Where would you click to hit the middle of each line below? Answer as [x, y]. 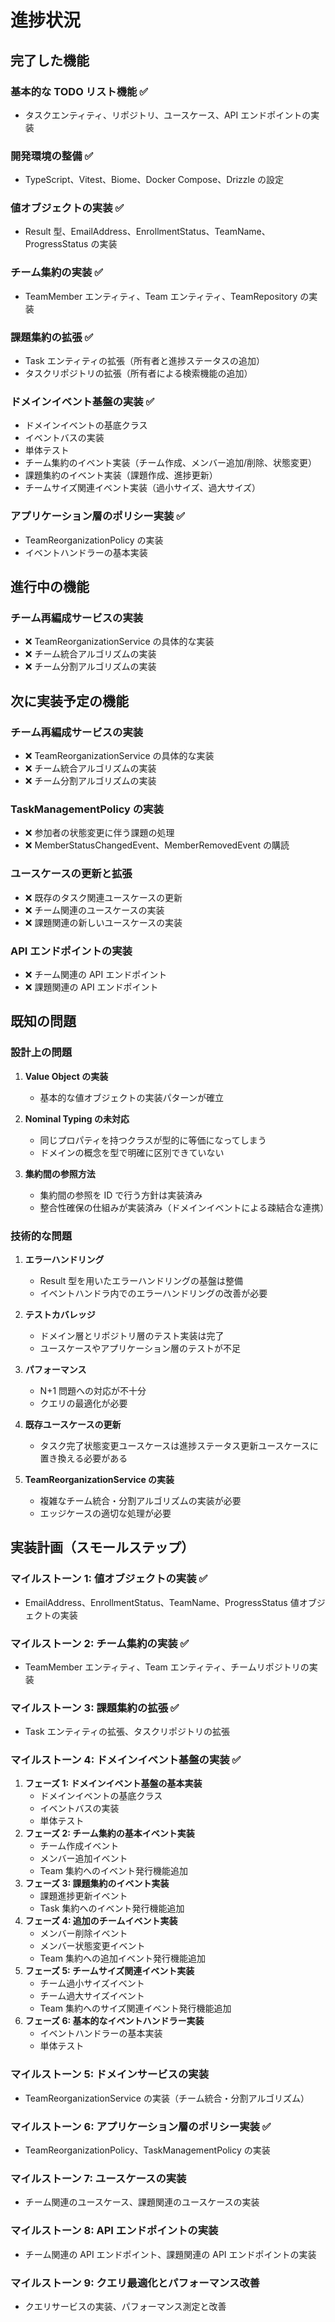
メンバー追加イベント [83, 1858]
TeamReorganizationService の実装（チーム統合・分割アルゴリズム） [167, 2098]
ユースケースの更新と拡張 [71, 874]
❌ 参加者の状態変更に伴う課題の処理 [99, 833]
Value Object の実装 [66, 1076]
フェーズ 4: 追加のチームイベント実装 [101, 1921]
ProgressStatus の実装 [71, 244]
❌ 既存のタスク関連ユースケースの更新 [103, 897]
